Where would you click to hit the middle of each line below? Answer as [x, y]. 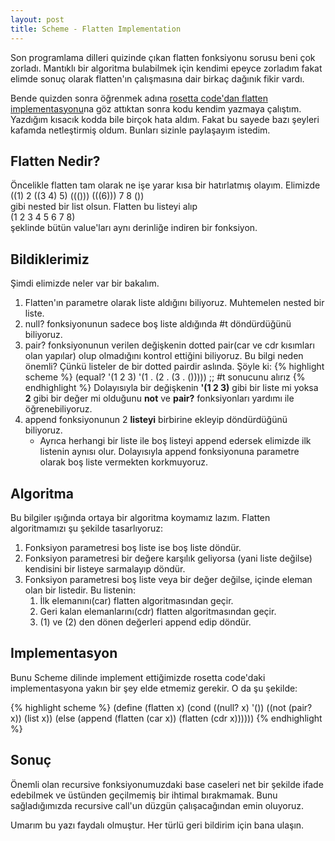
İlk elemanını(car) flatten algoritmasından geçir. [136, 600]
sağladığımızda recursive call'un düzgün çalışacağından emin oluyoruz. [157, 805]
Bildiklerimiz [50, 259]
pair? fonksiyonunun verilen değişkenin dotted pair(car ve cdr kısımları [169, 345]
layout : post [37, 19]
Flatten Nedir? [55, 161]
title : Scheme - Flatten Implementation [96, 29]
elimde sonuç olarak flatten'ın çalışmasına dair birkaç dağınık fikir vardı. [157, 78]
